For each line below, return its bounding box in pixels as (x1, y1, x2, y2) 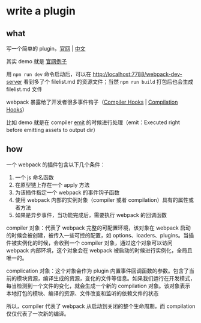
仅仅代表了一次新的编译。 (6, 310, 70, 317)
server (6, 78, 23, 85)
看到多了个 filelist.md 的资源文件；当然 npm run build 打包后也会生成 (23, 78, 194, 85)
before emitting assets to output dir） (6, 127, 99, 133)
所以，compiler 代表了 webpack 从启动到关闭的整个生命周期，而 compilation (6, 303, 196, 310)
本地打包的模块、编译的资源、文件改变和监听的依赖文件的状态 (6, 289, 159, 296)
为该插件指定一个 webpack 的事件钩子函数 (14, 189, 120, 196)
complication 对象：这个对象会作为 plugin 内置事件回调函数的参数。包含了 (6, 267, 189, 274)
